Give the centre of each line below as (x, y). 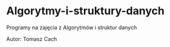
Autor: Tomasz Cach (32, 39)
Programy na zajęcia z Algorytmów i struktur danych (72, 27)
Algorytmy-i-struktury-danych (85, 11)
